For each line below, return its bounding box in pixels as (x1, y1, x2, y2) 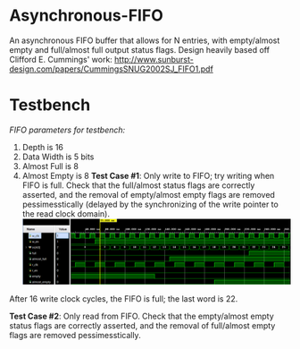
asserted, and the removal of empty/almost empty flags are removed (21, 189, 275, 200)
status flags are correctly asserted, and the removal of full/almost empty (9, 320, 276, 331)
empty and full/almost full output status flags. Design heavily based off (9, 44, 271, 55)
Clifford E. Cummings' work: (9, 54, 113, 64)
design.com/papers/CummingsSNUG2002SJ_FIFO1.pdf (9, 64, 214, 74)
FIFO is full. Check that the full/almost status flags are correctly (21, 180, 255, 191)
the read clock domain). (21, 208, 110, 219)
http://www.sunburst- (114, 54, 194, 64)
